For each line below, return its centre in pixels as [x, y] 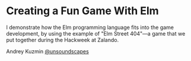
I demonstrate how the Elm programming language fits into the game [90, 27]
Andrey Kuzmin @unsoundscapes [47, 51]
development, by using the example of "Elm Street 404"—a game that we [96, 33]
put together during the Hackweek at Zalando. [63, 40]
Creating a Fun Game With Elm [82, 11]
